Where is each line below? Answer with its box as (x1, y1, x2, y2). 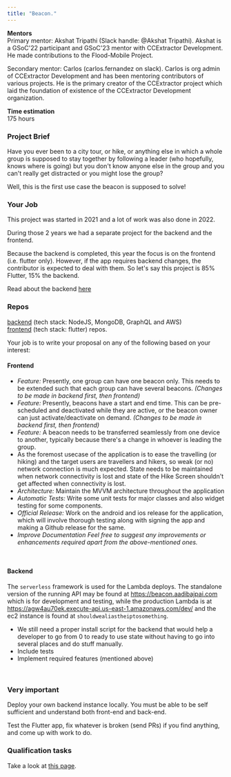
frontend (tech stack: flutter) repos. (7, 325, 108, 333)
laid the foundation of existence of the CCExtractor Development (7, 86, 191, 94)
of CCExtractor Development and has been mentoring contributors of (7, 72, 204, 80)
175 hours (7, 114, 35, 123)
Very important (7, 685, 60, 694)
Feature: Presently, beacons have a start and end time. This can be (17, 398, 208, 407)
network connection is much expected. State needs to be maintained (17, 465, 213, 473)
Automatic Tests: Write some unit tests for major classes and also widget (17, 494, 225, 502)
